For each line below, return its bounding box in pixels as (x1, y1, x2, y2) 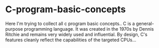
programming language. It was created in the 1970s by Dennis (23, 26, 154, 32)
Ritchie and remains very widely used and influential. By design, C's (5, 31, 148, 37)
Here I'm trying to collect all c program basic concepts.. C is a (5, 20, 135, 27)
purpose (5, 26, 23, 32)
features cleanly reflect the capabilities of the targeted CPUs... (5, 37, 137, 43)
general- (136, 20, 154, 27)
